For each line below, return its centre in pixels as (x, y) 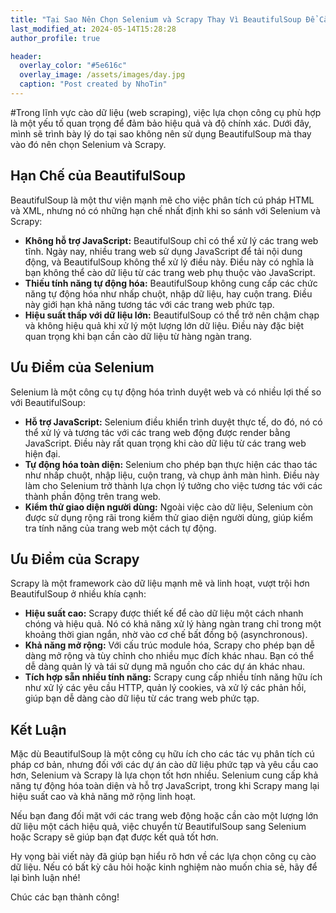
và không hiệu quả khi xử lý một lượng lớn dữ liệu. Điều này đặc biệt (164, 325)
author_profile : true (55, 38)
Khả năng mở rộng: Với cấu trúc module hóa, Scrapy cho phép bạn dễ (169, 645)
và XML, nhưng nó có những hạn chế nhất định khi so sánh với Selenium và (165, 210)
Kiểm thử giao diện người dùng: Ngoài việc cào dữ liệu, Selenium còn (169, 507)
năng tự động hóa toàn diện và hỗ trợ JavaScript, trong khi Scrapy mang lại (165, 786)
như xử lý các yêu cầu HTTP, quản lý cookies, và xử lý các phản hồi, (165, 688)
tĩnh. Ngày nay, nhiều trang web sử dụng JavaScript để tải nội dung (163, 251)
